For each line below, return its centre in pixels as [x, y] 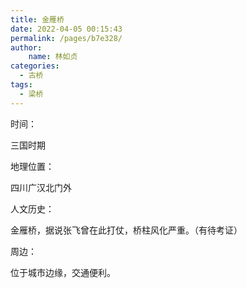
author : [26, 47]
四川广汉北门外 [41, 187]
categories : [35, 66]
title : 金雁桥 [37, 19]
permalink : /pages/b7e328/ [66, 38]
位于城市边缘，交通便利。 [63, 272]
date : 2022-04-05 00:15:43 [66, 29]
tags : [21, 85]
